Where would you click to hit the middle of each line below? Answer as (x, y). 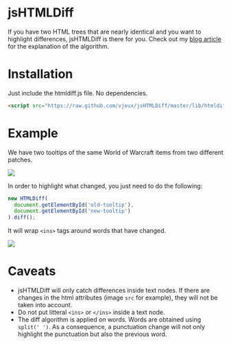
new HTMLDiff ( (28, 198)
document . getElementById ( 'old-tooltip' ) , (74, 205)
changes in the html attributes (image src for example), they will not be (118, 298)
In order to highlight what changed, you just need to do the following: (105, 186)
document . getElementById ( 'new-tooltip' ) (72, 211)
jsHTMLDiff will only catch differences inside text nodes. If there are (114, 291)
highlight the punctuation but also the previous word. (92, 334)
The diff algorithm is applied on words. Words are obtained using (109, 320)
